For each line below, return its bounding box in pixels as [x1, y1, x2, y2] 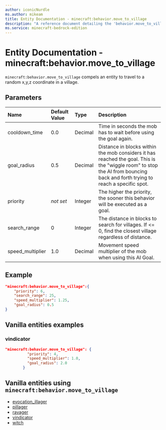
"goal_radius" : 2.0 [27, 361, 68, 366]
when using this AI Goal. [98, 254, 155, 261]
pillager [12, 404, 28, 410]
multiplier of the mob [98, 248, 147, 255]
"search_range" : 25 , [14, 293, 56, 298]
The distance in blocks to [98, 215, 157, 222]
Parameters [5, 94, 42, 102]
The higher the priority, [98, 188, 152, 195]
